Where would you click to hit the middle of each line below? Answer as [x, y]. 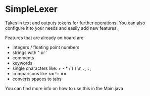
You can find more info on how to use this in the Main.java [64, 88]
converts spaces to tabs [37, 79]
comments [23, 57]
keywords [22, 63]
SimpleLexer [31, 9]
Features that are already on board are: [45, 38]
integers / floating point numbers [46, 47]
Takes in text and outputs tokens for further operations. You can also [75, 23]
